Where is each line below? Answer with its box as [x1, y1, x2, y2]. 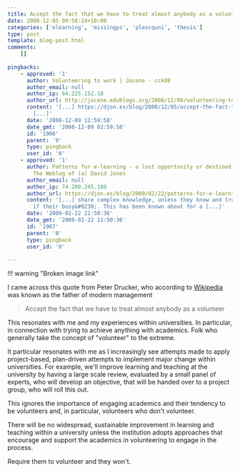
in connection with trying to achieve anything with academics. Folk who [7, 326, 218, 334]
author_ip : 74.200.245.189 [26, 183, 107, 190]
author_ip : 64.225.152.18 [26, 90, 104, 97]
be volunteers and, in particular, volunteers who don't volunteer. [7, 407, 196, 415]
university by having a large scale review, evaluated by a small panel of [7, 370, 216, 379]
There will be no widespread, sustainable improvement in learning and [7, 421, 214, 429]
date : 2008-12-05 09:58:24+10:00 [7, 17, 107, 24]
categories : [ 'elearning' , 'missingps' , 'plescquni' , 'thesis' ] [7, 24, 203, 31]
